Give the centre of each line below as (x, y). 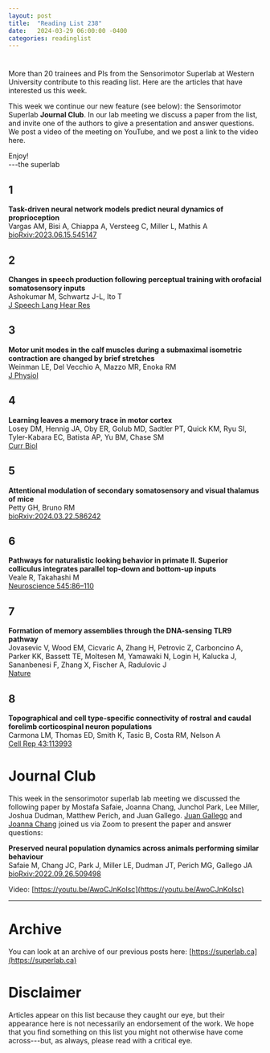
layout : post (30, 16)
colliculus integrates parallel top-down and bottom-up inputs (112, 569)
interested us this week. (48, 91)
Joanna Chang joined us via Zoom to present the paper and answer (120, 824)
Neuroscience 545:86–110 (51, 586)
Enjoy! (19, 156)
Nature (20, 674)
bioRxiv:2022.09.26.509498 (55, 874)
